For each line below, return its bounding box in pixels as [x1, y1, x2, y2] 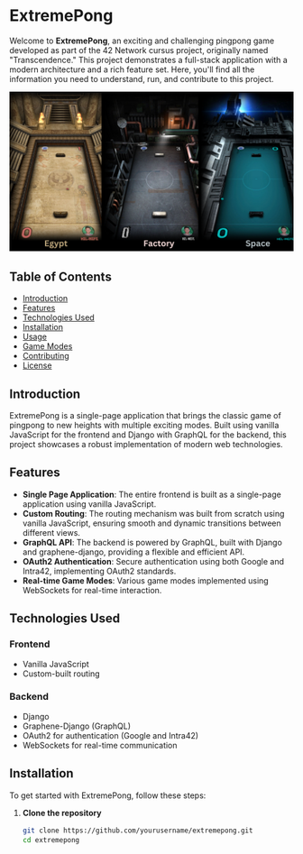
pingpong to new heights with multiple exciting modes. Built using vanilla [9, 420, 280, 431]
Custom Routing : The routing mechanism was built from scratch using [22, 508, 285, 519]
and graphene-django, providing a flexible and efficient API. [22, 546, 245, 557]
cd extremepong [22, 835, 80, 844]
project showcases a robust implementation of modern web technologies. [9, 439, 283, 450]
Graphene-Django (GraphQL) [22, 721, 132, 731]
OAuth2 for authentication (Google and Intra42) [22, 730, 199, 740]
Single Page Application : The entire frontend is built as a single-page [22, 489, 281, 500]
